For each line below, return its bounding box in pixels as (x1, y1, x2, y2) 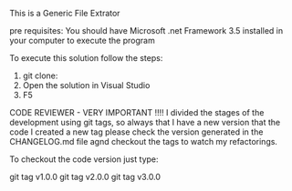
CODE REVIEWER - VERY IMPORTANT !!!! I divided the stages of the (9, 107, 265, 117)
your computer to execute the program (9, 35, 155, 45)
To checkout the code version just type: (9, 154, 159, 165)
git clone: (22, 70, 58, 81)
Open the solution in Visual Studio (22, 80, 151, 90)
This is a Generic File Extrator (9, 8, 120, 18)
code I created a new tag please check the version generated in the (9, 126, 264, 137)
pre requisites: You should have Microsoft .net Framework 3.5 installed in (9, 25, 284, 35)
